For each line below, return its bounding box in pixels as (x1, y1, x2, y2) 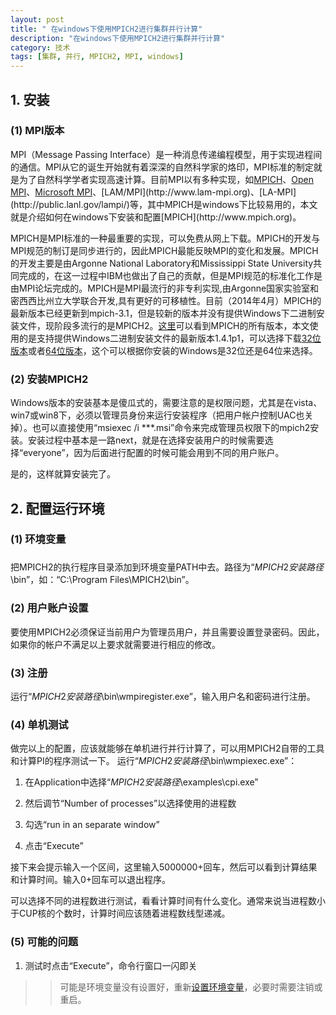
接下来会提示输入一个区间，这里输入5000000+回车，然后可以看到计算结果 (10, 861, 318, 873)
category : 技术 (10, 42, 71, 53)
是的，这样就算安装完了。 (10, 468, 116, 480)
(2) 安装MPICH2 (10, 372, 89, 386)
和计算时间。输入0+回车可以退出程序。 (10, 874, 172, 886)
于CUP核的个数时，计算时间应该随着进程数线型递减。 (10, 907, 231, 920)
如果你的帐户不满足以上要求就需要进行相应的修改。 (10, 638, 221, 650)
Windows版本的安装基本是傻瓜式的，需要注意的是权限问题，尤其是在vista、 (10, 397, 323, 409)
